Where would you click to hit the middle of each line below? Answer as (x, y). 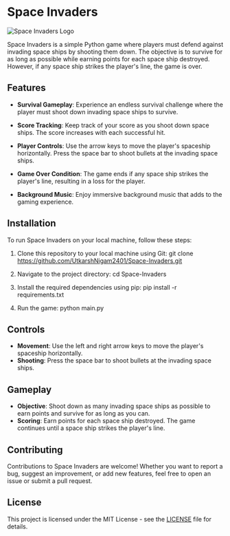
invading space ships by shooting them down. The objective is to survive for (115, 52)
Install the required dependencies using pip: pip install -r (97, 287)
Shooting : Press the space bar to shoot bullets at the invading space (114, 361)
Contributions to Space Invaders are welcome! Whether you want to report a (115, 466)
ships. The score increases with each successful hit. (91, 132)
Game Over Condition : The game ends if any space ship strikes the (113, 173)
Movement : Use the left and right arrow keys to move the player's (110, 346)
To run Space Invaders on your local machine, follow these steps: (100, 240)
